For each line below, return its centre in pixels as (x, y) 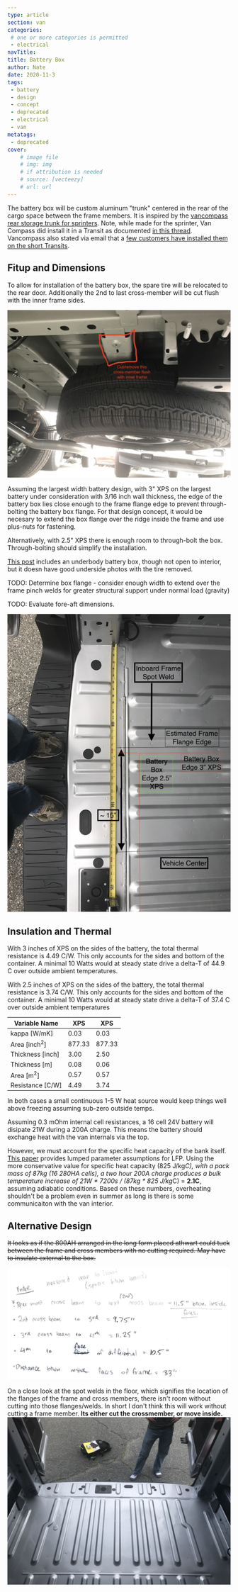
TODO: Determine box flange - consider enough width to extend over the (114, 583)
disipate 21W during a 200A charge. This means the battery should (105, 1130)
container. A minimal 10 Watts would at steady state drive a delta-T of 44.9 (116, 963)
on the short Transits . (38, 245)
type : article (28, 15)
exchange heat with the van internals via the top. (78, 1137)
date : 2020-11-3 (31, 74)
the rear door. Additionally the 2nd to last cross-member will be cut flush (113, 292)
